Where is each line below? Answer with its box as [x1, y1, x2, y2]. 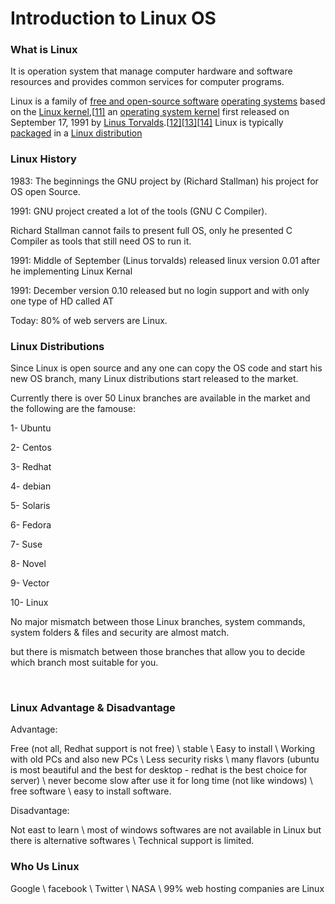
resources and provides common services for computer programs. [10, 76, 285, 88]
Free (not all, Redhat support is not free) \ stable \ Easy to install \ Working [10, 743, 316, 755]
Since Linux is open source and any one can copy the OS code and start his [10, 362, 323, 374]
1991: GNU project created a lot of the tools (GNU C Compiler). [10, 205, 268, 217]
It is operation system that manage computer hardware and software [10, 65, 293, 77]
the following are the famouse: [10, 403, 136, 415]
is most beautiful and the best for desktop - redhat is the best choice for [10, 764, 308, 776]
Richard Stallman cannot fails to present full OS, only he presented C [10, 224, 293, 236]
